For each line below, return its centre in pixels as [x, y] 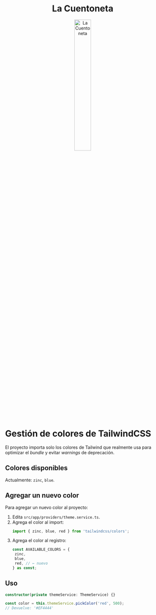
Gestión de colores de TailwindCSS [78, 434]
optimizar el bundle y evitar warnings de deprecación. [60, 452]
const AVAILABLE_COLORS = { [41, 550]
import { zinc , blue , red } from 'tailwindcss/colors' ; [71, 531]
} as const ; [24, 568]
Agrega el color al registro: [39, 541]
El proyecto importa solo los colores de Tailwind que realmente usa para [78, 447]
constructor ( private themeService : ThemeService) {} [60, 595]
